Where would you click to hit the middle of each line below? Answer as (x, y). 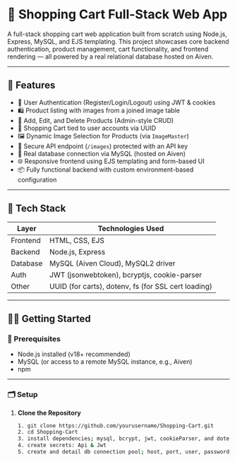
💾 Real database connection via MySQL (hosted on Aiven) (102, 153)
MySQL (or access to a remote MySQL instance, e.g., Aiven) (105, 362)
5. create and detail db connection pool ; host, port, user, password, (125, 452)
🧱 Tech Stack (37, 209)
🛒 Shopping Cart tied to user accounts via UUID (87, 128)
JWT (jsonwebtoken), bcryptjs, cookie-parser (126, 275)
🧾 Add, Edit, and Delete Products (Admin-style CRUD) (96, 120)
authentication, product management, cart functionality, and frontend (108, 49)
